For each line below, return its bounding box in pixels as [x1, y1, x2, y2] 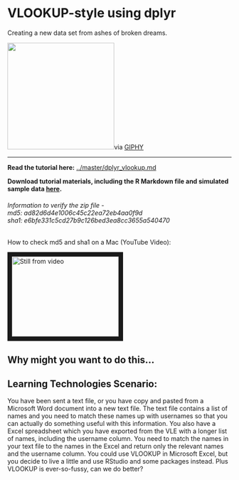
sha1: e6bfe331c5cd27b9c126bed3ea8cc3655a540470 [7, 215, 170, 225]
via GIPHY [114, 142, 144, 151]
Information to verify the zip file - [7, 201, 105, 209]
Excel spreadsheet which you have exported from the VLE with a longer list [7, 427, 228, 435]
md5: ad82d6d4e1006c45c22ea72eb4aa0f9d [7, 208, 143, 217]
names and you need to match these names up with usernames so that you [7, 412, 228, 420]
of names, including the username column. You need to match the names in [7, 434, 229, 443]
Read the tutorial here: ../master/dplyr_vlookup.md [7, 163, 156, 171]
